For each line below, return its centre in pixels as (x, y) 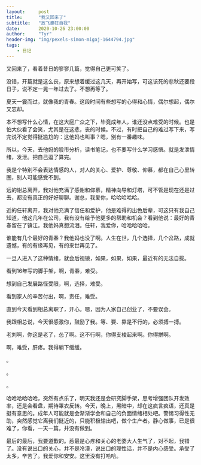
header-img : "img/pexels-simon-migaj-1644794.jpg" (71, 40)
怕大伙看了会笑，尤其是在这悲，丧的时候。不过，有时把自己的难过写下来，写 (100, 129)
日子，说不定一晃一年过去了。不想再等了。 (59, 89)
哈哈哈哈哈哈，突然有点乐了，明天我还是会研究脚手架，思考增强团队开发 (95, 398)
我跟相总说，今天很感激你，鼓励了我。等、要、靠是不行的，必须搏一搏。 (95, 322)
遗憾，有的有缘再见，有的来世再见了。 (53, 245)
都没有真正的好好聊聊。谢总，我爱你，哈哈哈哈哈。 (79, 197)
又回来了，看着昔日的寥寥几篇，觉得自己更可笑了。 (69, 68)
